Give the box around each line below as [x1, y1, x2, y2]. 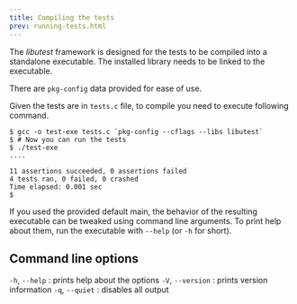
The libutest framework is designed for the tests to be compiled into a [9, 46, 267, 57]
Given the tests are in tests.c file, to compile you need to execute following [9, 100, 290, 111]
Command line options [9, 251, 139, 266]
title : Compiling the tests [9, 13, 115, 22]
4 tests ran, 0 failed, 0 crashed [9, 174, 139, 183]
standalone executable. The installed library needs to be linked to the [9, 56, 265, 67]
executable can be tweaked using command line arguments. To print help [9, 215, 282, 226]
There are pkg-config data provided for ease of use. [9, 83, 202, 94]
